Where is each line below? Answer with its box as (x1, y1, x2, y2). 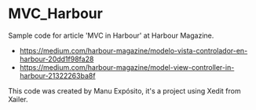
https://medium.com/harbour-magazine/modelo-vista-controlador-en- (19, 46, 248, 55)
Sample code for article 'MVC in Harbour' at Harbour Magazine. (8, 31, 214, 40)
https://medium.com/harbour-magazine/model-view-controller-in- (19, 62, 235, 71)
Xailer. (8, 94, 28, 104)
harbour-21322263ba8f (19, 71, 96, 80)
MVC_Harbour (8, 5, 104, 23)
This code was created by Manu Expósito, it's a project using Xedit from (8, 86, 241, 95)
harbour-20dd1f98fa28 (19, 54, 94, 64)
